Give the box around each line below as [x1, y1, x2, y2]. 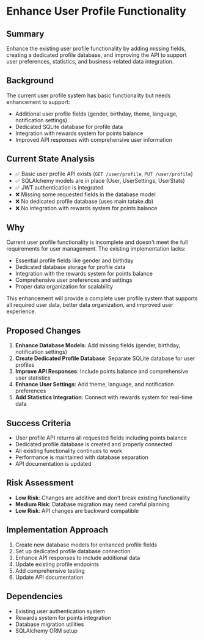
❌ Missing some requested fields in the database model [15, 191, 156, 198]
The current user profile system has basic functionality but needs [6, 92, 171, 99]
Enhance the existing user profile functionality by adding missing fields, [6, 45, 186, 52]
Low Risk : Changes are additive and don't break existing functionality [15, 494, 191, 501]
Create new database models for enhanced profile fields [15, 541, 158, 548]
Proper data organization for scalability [15, 283, 114, 290]
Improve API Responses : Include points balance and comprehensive [15, 368, 189, 375]
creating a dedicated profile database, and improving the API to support [6, 51, 188, 59]
